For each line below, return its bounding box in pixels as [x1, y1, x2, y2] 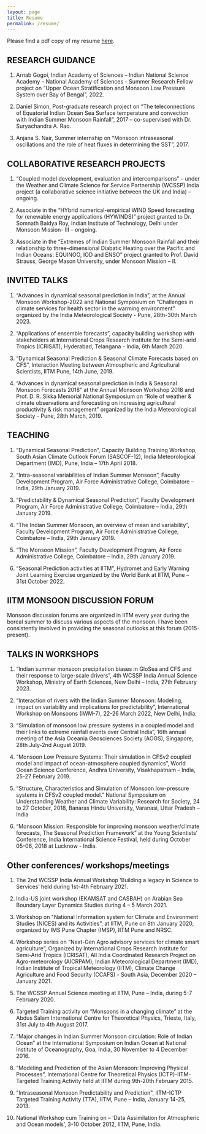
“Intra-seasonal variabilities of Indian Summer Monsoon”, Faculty [15, 471, 180, 479]
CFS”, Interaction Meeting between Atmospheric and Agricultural [15, 361, 180, 369]
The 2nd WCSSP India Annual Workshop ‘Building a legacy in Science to [15, 877, 199, 884]
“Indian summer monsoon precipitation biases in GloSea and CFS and [15, 665, 192, 673]
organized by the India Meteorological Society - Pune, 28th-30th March [15, 311, 197, 318]
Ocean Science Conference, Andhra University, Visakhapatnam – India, [15, 766, 196, 774]
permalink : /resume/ [7, 20, 60, 26]
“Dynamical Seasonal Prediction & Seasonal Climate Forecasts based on [15, 354, 199, 362]
